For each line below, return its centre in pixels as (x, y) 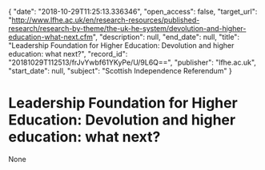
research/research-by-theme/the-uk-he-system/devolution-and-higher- (127, 28)
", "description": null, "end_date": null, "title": (166, 37)
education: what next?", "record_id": (68, 54)
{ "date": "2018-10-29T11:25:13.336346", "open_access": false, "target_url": (133, 12)
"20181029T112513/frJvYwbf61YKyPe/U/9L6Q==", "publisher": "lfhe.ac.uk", (132, 62)
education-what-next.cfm (51, 37)
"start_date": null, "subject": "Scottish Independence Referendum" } (120, 71)
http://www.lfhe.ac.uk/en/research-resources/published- (106, 20)
